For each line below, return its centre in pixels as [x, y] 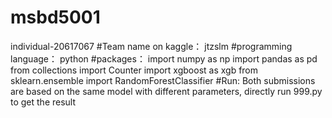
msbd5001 [55, 17]
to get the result [43, 102]
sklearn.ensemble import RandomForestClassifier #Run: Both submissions [163, 80]
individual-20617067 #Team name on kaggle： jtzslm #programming [151, 46]
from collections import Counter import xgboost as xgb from [134, 70]
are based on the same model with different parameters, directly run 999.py [166, 91]
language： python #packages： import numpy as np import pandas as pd [164, 58]
